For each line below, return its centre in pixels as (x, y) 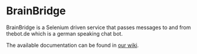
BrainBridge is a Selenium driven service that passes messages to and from (99, 27)
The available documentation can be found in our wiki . (73, 45)
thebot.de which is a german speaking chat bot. (64, 33)
